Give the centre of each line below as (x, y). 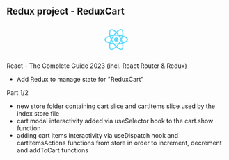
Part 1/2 (18, 92)
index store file (38, 113)
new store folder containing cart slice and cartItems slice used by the (116, 106)
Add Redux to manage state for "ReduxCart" (80, 79)
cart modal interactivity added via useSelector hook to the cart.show (115, 121)
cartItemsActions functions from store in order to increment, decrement (119, 143)
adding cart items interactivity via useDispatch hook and (97, 135)
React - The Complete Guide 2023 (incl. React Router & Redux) (97, 66)
